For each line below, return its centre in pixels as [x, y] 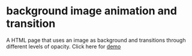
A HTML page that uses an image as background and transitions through [96, 40]
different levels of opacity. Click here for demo [64, 46]
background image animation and [91, 11]
